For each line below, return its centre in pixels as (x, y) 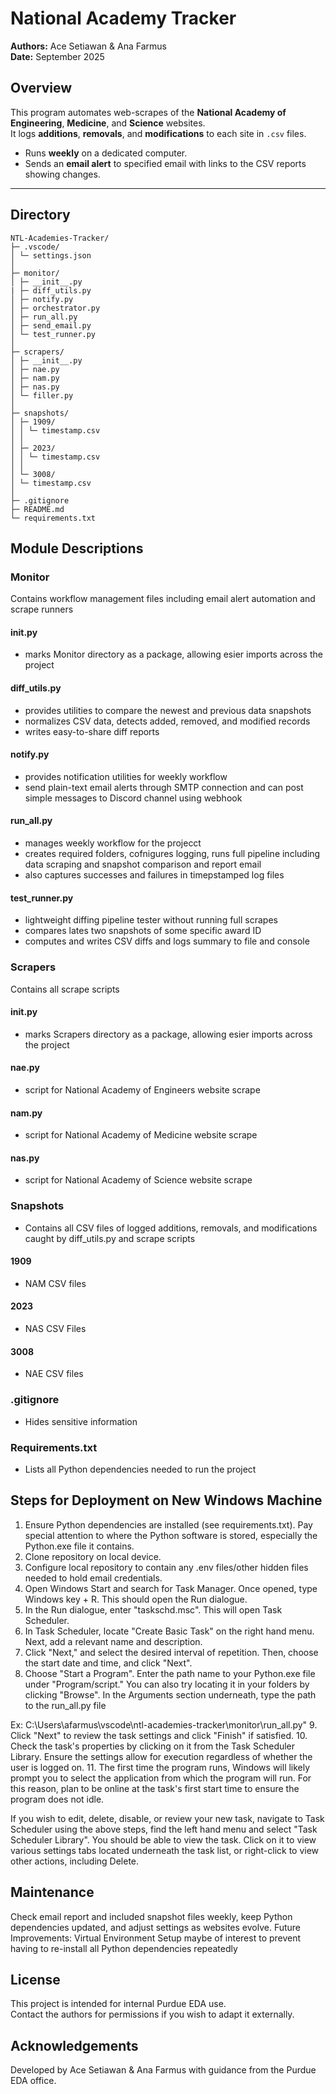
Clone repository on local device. (93, 1556)
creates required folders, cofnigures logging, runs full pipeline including (172, 854)
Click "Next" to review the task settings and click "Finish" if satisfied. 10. (159, 1735)
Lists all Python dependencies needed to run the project (140, 1469)
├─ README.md (37, 509)
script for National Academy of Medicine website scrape (141, 1135)
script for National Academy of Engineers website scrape (142, 1089)
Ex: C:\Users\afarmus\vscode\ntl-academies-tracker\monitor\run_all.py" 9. (164, 1724)
